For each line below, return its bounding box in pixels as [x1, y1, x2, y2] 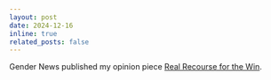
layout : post [9, 12, 58, 22]
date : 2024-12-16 [9, 21, 74, 30]
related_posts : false [9, 37, 90, 47]
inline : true [9, 29, 58, 38]
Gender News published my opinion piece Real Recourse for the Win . [9, 62, 262, 72]
